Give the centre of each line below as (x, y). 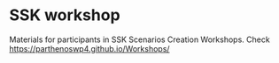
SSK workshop (65, 15)
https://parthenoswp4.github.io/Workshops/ (89, 48)
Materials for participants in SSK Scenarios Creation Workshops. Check (139, 39)
